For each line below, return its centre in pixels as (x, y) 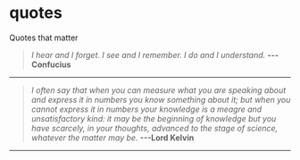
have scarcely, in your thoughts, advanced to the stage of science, (154, 128)
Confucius (51, 64)
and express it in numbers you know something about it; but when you (161, 99)
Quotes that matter (44, 38)
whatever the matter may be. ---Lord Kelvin (112, 138)
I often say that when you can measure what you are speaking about (158, 90)
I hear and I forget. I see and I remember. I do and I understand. (148, 55)
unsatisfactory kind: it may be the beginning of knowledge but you (154, 118)
